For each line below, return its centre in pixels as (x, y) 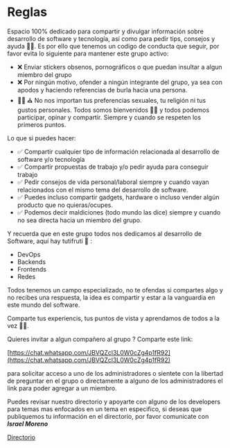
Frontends (32, 269)
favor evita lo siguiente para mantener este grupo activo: (88, 53)
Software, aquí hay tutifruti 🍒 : (50, 241)
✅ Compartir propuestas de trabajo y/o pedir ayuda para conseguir (113, 167)
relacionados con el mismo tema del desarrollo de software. (103, 190)
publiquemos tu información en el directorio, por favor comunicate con (108, 416)
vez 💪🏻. (18, 325)
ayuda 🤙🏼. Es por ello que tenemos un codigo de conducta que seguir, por (113, 46)
